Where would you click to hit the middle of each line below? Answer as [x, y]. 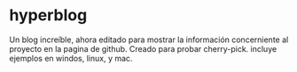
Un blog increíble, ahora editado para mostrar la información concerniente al [149, 40]
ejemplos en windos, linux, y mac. [71, 58]
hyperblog [48, 15]
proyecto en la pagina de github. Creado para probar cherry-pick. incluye [143, 48]
